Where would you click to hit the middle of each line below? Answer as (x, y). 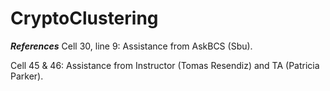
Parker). (27, 76)
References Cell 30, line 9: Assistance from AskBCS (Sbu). (131, 46)
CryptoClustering (84, 18)
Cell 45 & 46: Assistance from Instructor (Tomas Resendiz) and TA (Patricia (165, 65)
